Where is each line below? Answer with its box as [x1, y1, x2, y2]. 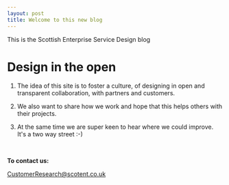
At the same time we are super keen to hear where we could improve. [16, 123, 214, 131]
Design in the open [7, 59, 117, 75]
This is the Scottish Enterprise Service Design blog [7, 35, 151, 43]
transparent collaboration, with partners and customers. [16, 89, 176, 97]
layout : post [7, 10, 45, 17]
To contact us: [7, 157, 49, 165]
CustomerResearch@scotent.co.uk [7, 170, 106, 178]
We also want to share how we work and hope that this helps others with [16, 102, 223, 110]
